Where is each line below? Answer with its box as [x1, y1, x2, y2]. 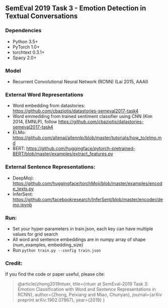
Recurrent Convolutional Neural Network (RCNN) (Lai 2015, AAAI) [12, 78, 148, 85]
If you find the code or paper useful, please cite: [5, 271, 105, 277]
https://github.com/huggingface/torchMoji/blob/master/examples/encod [12, 180, 162, 186]
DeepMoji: [12, 175, 34, 181]
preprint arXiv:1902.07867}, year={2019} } [17, 297, 105, 303]
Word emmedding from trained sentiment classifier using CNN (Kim [12, 113, 152, 119]
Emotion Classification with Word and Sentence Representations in [17, 286, 156, 292]
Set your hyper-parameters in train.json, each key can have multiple [12, 225, 153, 231]
